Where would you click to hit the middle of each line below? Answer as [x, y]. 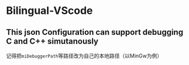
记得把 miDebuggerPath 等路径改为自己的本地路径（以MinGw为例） [84, 56]
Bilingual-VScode [49, 11]
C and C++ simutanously [52, 41]
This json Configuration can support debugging [94, 32]
